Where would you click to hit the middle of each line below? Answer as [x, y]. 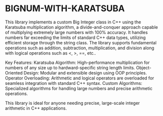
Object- [144, 68]
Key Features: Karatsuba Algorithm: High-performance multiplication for [77, 62]
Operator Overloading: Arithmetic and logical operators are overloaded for [80, 78]
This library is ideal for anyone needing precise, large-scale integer [72, 103]
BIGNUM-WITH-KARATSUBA [65, 9]
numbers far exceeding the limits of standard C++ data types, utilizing [75, 38]
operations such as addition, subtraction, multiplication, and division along [80, 48]
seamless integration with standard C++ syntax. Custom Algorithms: [74, 83]
